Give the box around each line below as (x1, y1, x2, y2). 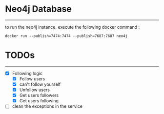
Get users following (19, 98, 59, 104)
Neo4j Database (5, 3, 72, 15)
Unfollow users (19, 87, 50, 93)
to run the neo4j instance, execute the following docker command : (5, 24, 140, 30)
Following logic (12, 70, 43, 76)
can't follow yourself (19, 81, 61, 87)
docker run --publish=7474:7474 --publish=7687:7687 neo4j (5, 33, 128, 38)
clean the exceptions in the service (12, 103, 83, 109)
